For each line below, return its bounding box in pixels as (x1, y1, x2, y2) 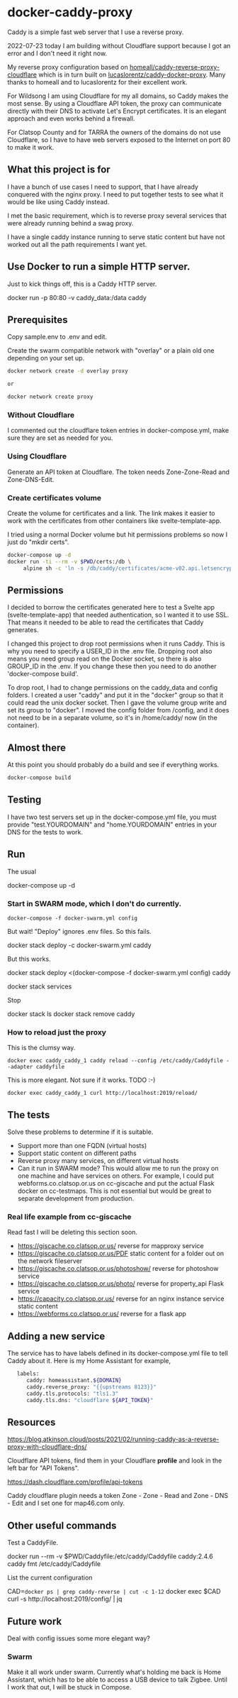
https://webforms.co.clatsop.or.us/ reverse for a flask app (17, 1310, 186, 1318)
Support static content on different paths (17, 1149, 137, 1157)
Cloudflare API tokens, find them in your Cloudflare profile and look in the (7, 1456, 222, 1465)
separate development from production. (17, 1194, 135, 1203)
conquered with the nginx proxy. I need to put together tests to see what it (7, 189, 224, 199)
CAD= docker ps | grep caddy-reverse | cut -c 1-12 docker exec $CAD (7, 1587, 221, 1596)
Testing (7, 794, 42, 806)
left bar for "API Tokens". (7, 1464, 79, 1472)
